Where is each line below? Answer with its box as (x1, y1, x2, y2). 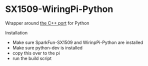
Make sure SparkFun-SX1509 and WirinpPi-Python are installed (12, 39, 143, 45)
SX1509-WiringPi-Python (5, 3, 113, 15)
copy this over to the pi (12, 50, 60, 56)
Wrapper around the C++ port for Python (5, 20, 89, 26)
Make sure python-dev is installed (12, 44, 82, 50)
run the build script (12, 55, 51, 61)
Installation (5, 29, 28, 35)
